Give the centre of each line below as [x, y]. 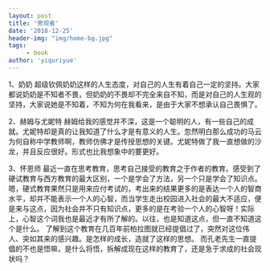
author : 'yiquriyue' [43, 61]
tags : [17, 46]
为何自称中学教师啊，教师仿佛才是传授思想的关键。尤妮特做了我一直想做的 [131, 141]
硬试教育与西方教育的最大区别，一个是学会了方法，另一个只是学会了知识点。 [135, 178]
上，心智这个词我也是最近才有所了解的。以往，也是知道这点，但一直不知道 [131, 218]
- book [37, 53]
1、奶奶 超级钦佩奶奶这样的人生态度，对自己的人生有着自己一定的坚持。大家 [134, 84]
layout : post [30, 16]
